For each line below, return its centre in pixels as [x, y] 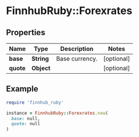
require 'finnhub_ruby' [35, 102]
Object [41, 68]
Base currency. [77, 59]
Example [22, 89]
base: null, [26, 118]
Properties [26, 32]
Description [77, 49]
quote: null [26, 124]
